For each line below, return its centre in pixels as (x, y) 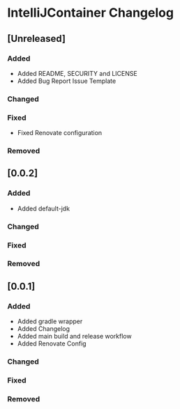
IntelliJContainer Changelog (91, 13)
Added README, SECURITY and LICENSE (77, 73)
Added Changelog (44, 329)
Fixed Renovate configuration (60, 133)
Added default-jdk (44, 208)
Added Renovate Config (52, 344)
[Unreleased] (37, 39)
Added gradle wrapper (50, 321)
